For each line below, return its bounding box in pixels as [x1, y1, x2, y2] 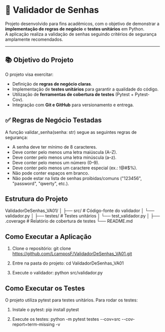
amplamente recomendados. [5, 36, 63, 42]
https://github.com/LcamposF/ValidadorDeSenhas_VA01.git [12, 251, 133, 257]
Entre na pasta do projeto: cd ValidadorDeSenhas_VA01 [12, 260, 124, 266]
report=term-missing [12, 322, 55, 327]
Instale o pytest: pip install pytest [12, 307, 80, 312]
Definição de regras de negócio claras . [12, 81, 92, 87]
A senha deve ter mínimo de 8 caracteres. [12, 144, 97, 150]
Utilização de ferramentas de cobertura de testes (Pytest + [12, 91, 134, 97]
